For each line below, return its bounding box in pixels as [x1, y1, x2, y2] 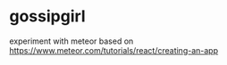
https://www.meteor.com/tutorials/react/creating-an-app [9, 45, 219, 55]
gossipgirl [9, 6, 87, 27]
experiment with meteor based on [9, 36, 134, 46]
